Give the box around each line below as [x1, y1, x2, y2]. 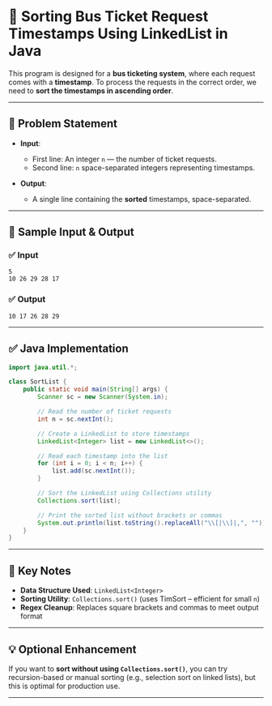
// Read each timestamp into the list [37, 451, 168, 460]
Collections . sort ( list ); [37, 496, 121, 505]
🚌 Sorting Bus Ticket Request [8, 7, 209, 26]
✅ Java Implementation [8, 342, 129, 356]
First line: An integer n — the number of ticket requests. [32, 154, 217, 164]
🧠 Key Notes [8, 563, 71, 578]
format [19, 611, 43, 621]
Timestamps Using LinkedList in [8, 24, 228, 43]
